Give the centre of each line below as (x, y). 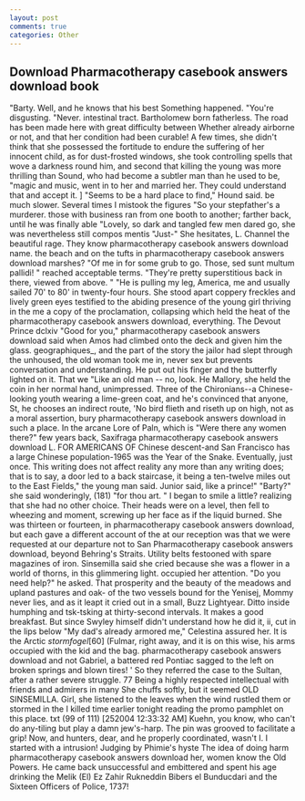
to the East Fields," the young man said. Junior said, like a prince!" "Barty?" (150, 486)
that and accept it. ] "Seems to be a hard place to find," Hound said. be (142, 195)
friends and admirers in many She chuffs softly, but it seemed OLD (134, 690)
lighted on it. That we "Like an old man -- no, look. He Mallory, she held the (150, 380)
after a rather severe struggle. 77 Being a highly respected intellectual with (149, 680)
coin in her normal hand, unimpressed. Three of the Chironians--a (133, 390)
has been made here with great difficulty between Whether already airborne (152, 128)
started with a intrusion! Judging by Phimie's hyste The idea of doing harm (149, 748)
